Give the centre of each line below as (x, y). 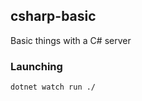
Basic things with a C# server (71, 40)
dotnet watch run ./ (53, 87)
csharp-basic (53, 16)
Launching (36, 66)
